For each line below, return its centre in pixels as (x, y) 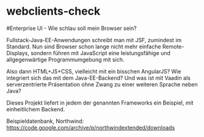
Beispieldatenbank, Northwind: (45, 121)
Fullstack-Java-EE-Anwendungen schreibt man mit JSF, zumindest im (94, 40)
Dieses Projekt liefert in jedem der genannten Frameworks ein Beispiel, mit (100, 103)
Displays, (18, 53)
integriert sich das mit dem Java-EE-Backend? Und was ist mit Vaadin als (98, 78)
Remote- (173, 46)
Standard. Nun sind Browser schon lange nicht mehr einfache (84, 46)
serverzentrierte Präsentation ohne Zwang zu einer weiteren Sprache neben (102, 84)
